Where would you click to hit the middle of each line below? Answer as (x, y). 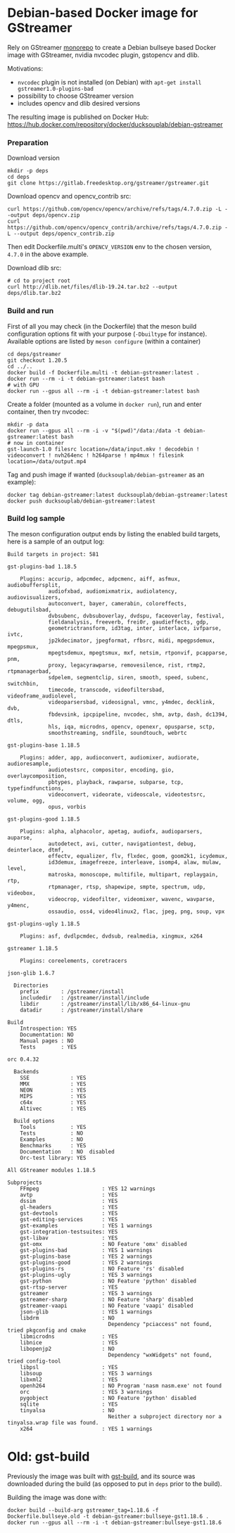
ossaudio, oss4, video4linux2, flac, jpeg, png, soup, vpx (136, 911)
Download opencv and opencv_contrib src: (69, 196)
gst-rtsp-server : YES (69, 1287)
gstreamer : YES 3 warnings (86, 1293)
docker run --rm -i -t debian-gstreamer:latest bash (86, 379)
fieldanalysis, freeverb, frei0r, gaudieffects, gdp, (129, 622)
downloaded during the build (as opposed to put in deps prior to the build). (115, 1484)
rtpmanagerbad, (30, 671)
